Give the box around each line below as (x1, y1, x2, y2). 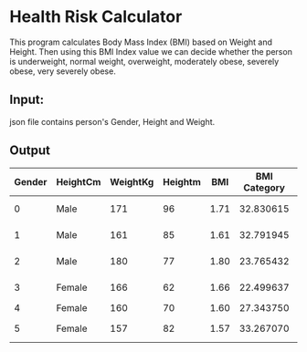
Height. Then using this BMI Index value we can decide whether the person (9, 46, 292, 57)
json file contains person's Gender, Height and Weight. (9, 116, 216, 127)
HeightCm (56, 175, 101, 188)
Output (9, 143, 50, 159)
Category (243, 181, 286, 193)
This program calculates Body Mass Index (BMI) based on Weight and (9, 36, 272, 47)
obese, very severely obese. (9, 66, 116, 77)
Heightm (163, 175, 201, 188)
